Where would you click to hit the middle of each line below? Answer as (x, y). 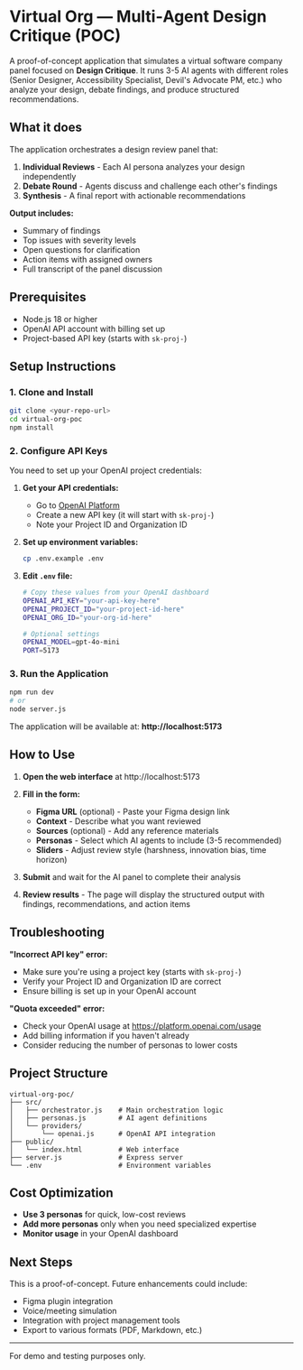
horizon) (51, 859)
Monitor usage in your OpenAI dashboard (100, 1234)
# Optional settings (61, 634)
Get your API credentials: (70, 488)
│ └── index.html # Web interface (94, 1149)
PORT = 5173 (41, 651)
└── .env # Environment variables (110, 1165)
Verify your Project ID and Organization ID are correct (122, 981)
